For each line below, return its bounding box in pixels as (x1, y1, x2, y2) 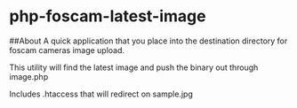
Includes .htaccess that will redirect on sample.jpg (9, 89, 193, 99)
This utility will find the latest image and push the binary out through (9, 62, 259, 73)
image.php (9, 71, 49, 81)
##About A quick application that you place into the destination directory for (9, 35, 288, 46)
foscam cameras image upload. (9, 44, 125, 55)
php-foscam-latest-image (9, 6, 206, 27)
